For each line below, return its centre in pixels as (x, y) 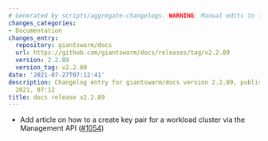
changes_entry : (33, 38)
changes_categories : (43, 23)
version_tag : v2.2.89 (51, 68)
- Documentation (35, 30)
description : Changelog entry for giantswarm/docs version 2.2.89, (123, 82)
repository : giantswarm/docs (64, 45)
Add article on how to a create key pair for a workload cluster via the (132, 119)
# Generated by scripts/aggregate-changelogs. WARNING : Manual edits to (132, 16)
